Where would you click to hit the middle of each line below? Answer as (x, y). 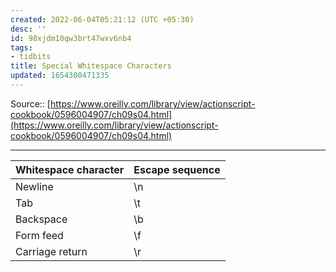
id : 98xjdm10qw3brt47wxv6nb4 (71, 38)
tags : (21, 47)
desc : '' (28, 29)
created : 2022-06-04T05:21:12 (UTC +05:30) (102, 19)
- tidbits (31, 57)
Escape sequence (177, 169)
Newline (34, 186)
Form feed (39, 235)
